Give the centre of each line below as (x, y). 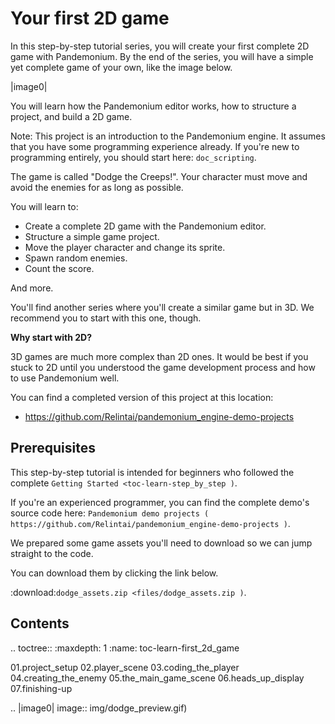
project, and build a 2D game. (71, 116)
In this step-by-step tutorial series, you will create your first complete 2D (160, 46)
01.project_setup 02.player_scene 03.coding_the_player (125, 667)
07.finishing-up (41, 688)
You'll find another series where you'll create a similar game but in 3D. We (162, 307)
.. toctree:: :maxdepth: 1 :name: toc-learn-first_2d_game (125, 648)
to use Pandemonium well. (65, 378)
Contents (40, 623)
